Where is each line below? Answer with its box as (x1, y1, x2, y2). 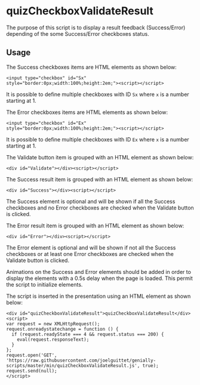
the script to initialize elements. (6, 281, 83, 288)
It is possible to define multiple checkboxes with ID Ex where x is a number (6, 135, 189, 143)
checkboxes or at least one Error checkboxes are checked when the (6, 250, 174, 257)
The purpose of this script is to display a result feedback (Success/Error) (6, 24, 186, 31)
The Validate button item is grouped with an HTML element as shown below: (6, 153, 194, 161)
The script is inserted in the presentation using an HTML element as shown (6, 292, 191, 300)
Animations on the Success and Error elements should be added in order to (6, 268, 191, 275)
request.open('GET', (6, 352, 58, 358)
